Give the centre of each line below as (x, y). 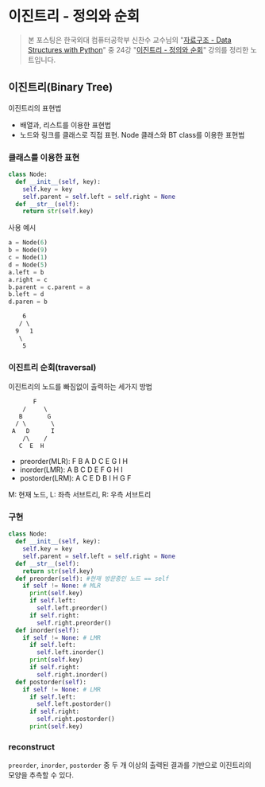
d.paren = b (28, 302)
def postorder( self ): (51, 682)
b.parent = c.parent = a (49, 287)
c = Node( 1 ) (28, 258)
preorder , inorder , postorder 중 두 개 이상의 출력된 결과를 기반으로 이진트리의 (130, 766)
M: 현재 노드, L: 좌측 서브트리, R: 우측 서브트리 (80, 494)
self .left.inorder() (71, 653)
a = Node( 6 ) (28, 243)
